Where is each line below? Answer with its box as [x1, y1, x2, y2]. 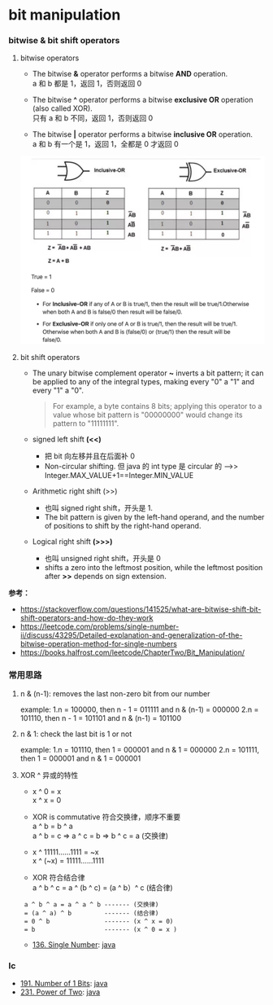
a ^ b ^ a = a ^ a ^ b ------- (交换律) [24, 900, 159, 909]
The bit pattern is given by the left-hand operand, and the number [44, 512, 265, 522]
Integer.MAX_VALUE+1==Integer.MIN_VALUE [44, 471, 194, 481]
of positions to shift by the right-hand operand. [44, 521, 201, 531]
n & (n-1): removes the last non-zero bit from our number [19, 688, 210, 698]
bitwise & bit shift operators [8, 35, 120, 46]
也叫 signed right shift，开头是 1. [44, 503, 153, 513]
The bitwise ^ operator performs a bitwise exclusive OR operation [32, 95, 253, 105]
